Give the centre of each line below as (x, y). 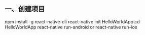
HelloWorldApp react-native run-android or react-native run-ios (71, 27)
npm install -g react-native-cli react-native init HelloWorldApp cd (72, 21)
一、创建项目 (25, 9)
